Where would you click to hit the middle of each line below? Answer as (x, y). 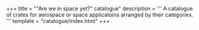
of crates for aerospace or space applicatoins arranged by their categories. (100, 15)
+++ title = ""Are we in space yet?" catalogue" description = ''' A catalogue (99, 9)
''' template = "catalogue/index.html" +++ (58, 21)
